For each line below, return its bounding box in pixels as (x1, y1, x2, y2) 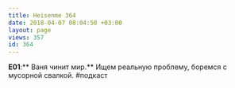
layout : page (8, 26, 52, 34)
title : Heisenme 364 (8, 11, 77, 20)
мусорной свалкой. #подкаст (8, 71, 108, 80)
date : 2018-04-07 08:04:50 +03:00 (8, 19, 123, 27)
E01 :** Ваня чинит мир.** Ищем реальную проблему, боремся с (8, 62, 228, 71)
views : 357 (8, 33, 44, 42)
